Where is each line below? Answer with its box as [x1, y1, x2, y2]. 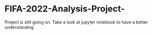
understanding [4, 24, 34, 30]
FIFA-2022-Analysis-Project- [4, 3, 125, 14]
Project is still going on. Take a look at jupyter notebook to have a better [4, 19, 148, 25]
